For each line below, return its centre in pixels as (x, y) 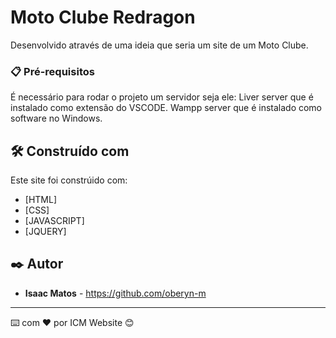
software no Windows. (56, 118)
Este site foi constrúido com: (69, 180)
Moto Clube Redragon (103, 17)
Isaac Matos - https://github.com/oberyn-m (115, 293)
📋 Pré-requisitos (52, 71)
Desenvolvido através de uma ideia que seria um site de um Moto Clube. (159, 45)
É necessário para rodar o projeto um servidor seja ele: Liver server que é (162, 97)
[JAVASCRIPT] (54, 221)
